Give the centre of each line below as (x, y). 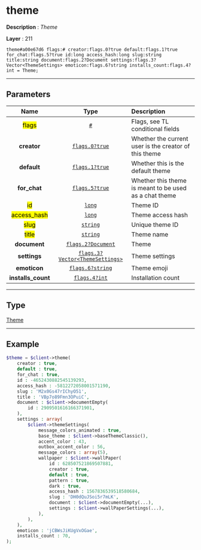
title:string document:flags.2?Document (57, 60)
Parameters (28, 94)
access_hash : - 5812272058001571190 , (64, 386)
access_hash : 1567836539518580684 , (95, 491)
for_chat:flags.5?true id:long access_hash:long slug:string (84, 54)
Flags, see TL (150, 121)
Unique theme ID (155, 224)
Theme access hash (160, 215)
